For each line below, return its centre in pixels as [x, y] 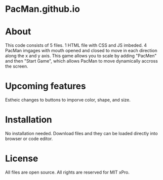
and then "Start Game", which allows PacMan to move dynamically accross [81, 61]
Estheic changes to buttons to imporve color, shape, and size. [68, 100]
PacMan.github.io [42, 9]
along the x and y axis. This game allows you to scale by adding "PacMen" [81, 56]
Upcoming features [46, 86]
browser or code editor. [29, 139]
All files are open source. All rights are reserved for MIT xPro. [67, 172]
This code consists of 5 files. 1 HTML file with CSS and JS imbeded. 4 [76, 45]
